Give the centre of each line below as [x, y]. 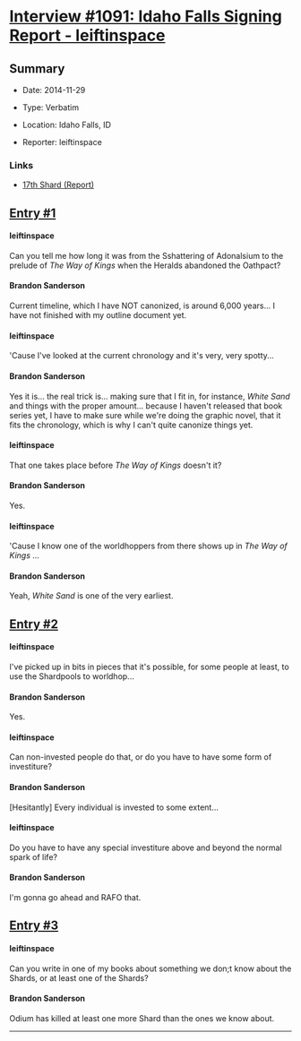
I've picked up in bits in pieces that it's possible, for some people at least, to [149, 667]
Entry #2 [34, 624]
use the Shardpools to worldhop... [72, 676]
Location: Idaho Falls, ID [67, 125]
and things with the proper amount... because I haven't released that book [146, 406]
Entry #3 [34, 926]
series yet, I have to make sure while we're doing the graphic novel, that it [145, 415]
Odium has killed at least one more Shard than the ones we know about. [142, 1018]
